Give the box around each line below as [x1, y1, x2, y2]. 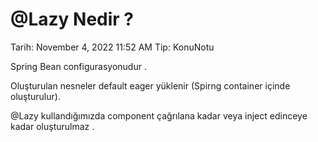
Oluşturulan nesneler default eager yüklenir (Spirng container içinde [10, 79, 291, 92]
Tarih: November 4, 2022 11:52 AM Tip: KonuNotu [10, 41, 215, 53]
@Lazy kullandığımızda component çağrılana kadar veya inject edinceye [10, 109, 308, 122]
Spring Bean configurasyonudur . [10, 60, 147, 72]
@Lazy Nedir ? [10, 8, 135, 31]
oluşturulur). [10, 90, 61, 102]
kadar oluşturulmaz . [10, 120, 95, 132]
